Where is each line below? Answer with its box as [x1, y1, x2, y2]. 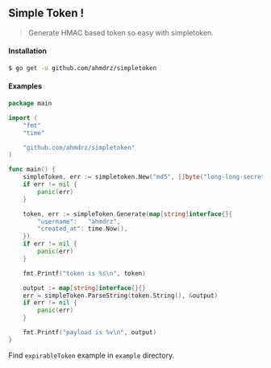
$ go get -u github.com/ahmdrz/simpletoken [8, 64, 157, 72]
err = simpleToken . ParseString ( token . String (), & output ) [23, 292, 219, 300]
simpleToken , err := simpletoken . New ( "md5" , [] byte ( [23, 173, 204, 181]
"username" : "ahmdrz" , [37, 217, 121, 225]
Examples [8, 81, 43, 91]
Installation [8, 46, 47, 56]
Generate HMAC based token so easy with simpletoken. [27, 27, 214, 37]
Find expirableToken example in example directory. [8, 350, 175, 360]
